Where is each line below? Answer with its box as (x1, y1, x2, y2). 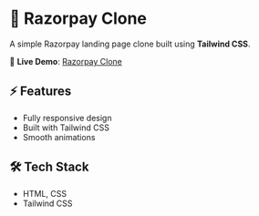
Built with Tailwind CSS (22, 122, 109, 133)
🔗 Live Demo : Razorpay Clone (9, 56, 123, 67)
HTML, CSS (22, 188, 67, 199)
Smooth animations (22, 131, 96, 142)
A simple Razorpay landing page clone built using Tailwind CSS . (9, 38, 251, 49)
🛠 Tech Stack (9, 159, 89, 175)
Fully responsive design (22, 112, 112, 123)
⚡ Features (9, 84, 72, 99)
